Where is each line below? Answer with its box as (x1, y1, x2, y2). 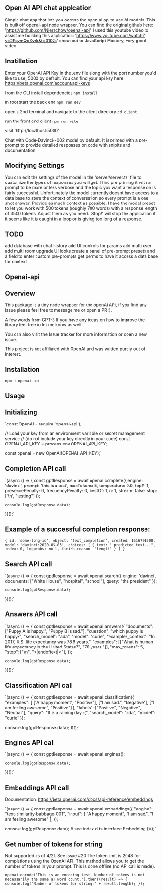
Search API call (5, 560, 52, 568)
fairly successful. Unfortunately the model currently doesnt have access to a (5, 190, 159, 196)
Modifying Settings (5, 162, 65, 170)
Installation (5, 365, 40, 374)
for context (5, 259, 27, 264)
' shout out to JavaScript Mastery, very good (56, 38, 146, 43)
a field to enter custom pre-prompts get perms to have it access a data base (5, 253, 158, 259)
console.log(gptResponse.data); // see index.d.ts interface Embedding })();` (5, 826, 156, 831)
